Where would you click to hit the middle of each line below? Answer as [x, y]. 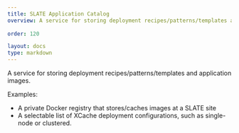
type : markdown [30, 53]
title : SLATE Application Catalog [59, 14]
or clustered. [53, 123]
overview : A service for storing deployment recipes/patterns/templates [117, 21]
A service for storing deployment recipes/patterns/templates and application [119, 73]
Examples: [22, 94]
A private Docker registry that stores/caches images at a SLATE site [117, 108]
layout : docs [27, 47]
